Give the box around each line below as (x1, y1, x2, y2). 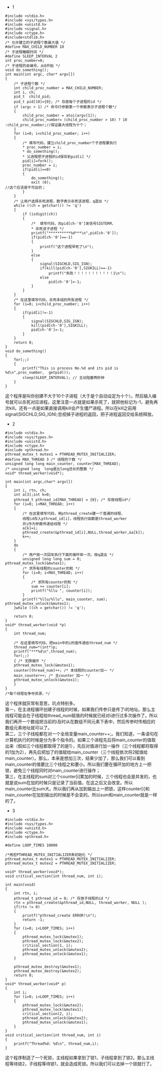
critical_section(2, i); (22, 1011, 73, 1016)
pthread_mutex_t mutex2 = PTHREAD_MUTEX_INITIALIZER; (5, 861, 117, 866)
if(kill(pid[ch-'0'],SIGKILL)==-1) (39, 266, 112, 271)
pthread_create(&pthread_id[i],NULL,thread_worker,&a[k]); (22, 530, 145, 535)
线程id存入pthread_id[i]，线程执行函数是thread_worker (22, 516, 127, 521)
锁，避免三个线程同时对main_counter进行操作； (5, 768, 101, 773)
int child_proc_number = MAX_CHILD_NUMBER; (14, 85, 104, 90)
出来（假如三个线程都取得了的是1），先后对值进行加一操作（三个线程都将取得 (5, 743, 158, 749)
